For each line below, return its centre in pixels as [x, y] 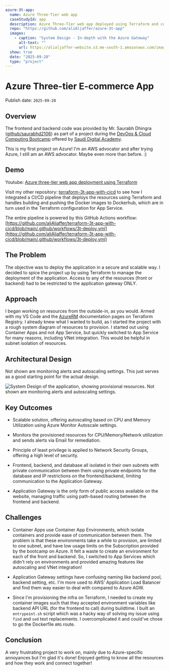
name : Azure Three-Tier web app [44, 15]
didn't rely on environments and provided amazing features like [78, 562]
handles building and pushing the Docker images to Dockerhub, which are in [84, 203]
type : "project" [27, 62]
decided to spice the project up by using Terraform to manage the [73, 272]
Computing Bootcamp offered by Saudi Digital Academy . [64, 139]
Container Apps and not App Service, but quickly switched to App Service [82, 333]
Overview [21, 116]
